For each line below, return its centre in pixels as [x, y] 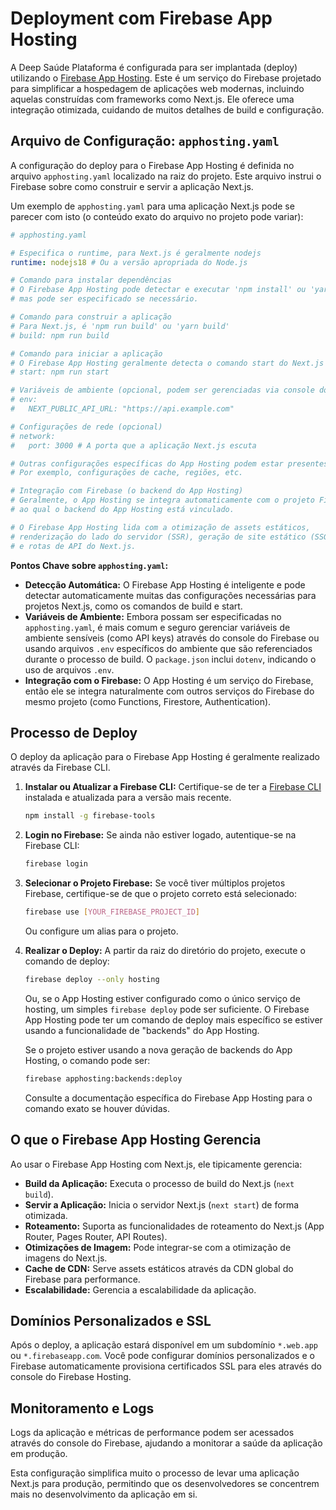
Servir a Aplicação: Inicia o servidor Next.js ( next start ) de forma [162, 1204]
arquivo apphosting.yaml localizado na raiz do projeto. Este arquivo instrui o [166, 176]
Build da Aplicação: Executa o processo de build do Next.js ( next [159, 1183]
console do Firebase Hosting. [71, 1377]
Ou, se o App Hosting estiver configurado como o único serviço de [162, 998]
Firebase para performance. [82, 1279]
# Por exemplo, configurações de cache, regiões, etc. [127, 473]
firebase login [56, 864]
